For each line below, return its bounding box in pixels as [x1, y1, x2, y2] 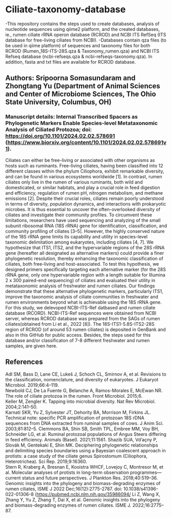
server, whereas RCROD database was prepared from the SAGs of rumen [5, 315, 160, 322]
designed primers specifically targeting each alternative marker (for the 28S [5, 266, 166, 272]
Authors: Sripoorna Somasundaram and [5, 73, 136, 83]
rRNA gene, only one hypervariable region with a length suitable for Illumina [5, 271, 166, 278]
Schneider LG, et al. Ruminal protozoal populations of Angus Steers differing [5, 431, 167, 437]
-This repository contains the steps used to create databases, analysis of [5, 21, 160, 27]
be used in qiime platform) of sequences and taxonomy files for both [5, 42, 150, 48]
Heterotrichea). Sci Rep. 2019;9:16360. [5, 458, 87, 465]
